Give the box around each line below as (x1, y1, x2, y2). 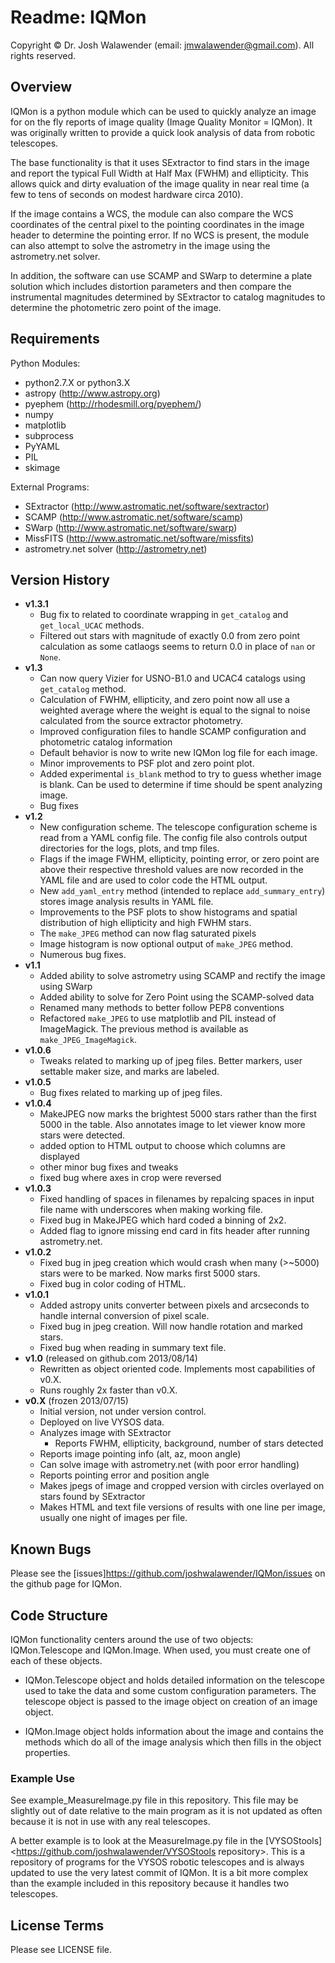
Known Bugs (10, 1541, 92, 1558)
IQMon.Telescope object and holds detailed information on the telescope (24, 1674, 325, 1686)
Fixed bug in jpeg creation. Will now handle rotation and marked (39, 1321, 303, 1333)
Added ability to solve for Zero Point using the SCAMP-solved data (39, 991, 315, 1003)
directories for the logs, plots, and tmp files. (39, 842, 220, 855)
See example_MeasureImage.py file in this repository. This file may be (10, 1794, 299, 1806)
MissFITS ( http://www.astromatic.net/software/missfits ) (24, 532, 255, 544)
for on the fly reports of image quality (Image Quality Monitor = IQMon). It (10, 116, 313, 128)
